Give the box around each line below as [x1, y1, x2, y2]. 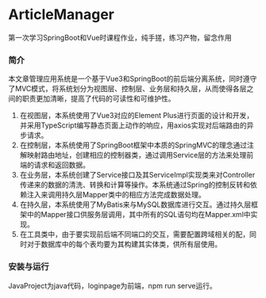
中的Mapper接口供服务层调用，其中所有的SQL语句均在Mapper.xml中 [26, 210, 252, 220]
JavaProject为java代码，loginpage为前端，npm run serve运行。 [8, 281, 217, 290]
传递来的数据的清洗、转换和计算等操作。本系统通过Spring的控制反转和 [19, 180, 251, 189]
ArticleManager [8, 6, 115, 24]
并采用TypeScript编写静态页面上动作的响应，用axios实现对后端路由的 [19, 120, 248, 130]
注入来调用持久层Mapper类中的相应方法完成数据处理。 [26, 190, 206, 200]
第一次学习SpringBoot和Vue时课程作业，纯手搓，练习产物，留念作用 [8, 32, 232, 42]
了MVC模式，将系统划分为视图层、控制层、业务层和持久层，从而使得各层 [8, 84, 248, 94]
